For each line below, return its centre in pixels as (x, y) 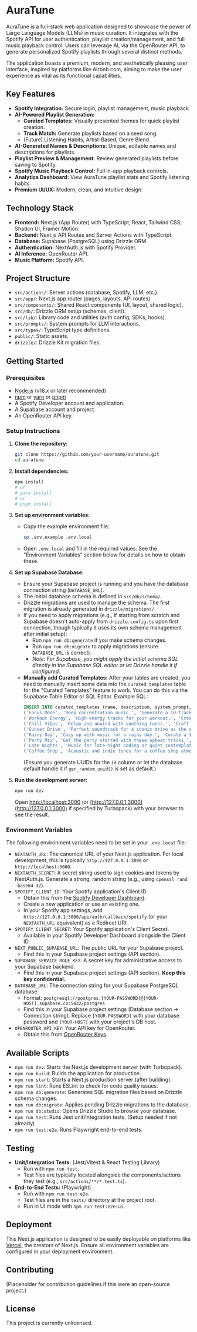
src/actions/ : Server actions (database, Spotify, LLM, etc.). (86, 293)
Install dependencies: (42, 471)
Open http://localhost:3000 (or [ (53, 802)
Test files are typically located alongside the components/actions (102, 1175)
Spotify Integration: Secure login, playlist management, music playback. (102, 108)
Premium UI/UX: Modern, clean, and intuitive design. (79, 190)
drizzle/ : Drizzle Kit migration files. (57, 343)
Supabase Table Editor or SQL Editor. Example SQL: (86, 697)
